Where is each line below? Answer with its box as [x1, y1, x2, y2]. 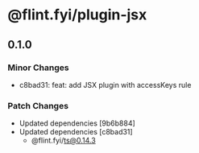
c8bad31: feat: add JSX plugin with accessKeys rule [19, 80, 192, 89]
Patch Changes [7, 100, 69, 111]
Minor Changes [7, 62, 69, 73]
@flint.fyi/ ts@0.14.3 [31, 135, 96, 146]
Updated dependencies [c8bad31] [19, 127, 134, 137]
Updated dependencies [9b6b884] [19, 118, 136, 128]
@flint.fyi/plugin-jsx [7, 6, 147, 24]
